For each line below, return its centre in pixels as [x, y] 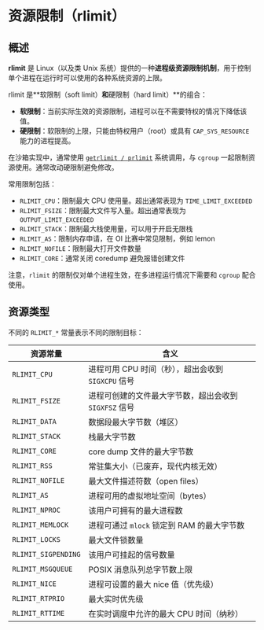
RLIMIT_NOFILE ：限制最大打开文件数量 [80, 248]
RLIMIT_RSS [32, 466]
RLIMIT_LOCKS [37, 539]
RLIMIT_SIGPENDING [46, 554]
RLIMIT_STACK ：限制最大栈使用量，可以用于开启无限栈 [106, 228]
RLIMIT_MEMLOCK [40, 525]
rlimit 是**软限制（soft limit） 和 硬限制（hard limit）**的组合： [108, 94]
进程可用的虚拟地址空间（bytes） [150, 496]
